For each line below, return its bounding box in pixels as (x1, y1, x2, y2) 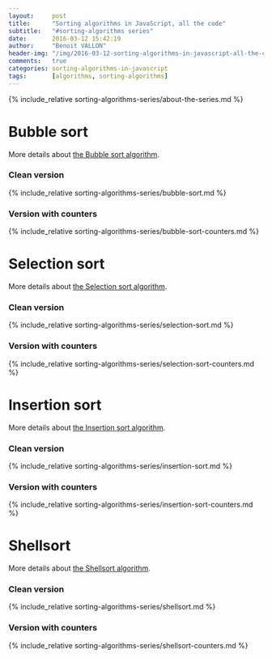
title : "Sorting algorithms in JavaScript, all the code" (8, 19, 227, 28)
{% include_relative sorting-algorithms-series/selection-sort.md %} (8, 321, 234, 330)
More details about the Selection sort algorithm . (8, 282, 168, 291)
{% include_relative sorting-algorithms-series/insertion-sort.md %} (8, 461, 233, 470)
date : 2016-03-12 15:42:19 (8, 34, 121, 43)
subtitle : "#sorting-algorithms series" (8, 27, 154, 35)
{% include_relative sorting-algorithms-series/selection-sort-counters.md (8, 359, 255, 368)
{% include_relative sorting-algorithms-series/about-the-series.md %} (8, 94, 244, 104)
